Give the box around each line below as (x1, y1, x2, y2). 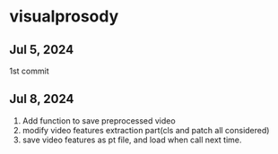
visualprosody (9, 6, 119, 27)
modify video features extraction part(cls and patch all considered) (22, 124, 270, 135)
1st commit (9, 65, 49, 76)
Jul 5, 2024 (9, 42, 74, 57)
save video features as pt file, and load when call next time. (22, 134, 242, 145)
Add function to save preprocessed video (22, 115, 177, 126)
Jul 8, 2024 (9, 91, 74, 107)
